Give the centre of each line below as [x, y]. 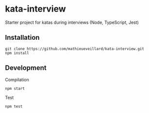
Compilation [17, 80]
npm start [15, 88]
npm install [17, 53]
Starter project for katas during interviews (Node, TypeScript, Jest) [72, 22]
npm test [14, 106]
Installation [22, 38]
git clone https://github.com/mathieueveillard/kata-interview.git [75, 49]
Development [26, 68]
